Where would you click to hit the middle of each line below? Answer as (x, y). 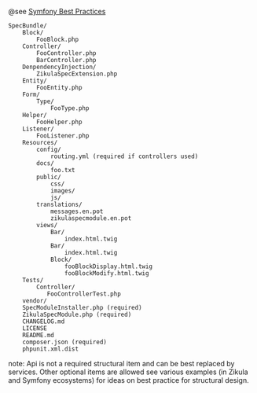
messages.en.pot (77, 211)
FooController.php (66, 53)
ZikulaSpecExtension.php (77, 74)
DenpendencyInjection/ (59, 67)
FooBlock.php (58, 39)
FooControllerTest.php (84, 294)
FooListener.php (63, 136)
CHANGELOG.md (44, 321)
